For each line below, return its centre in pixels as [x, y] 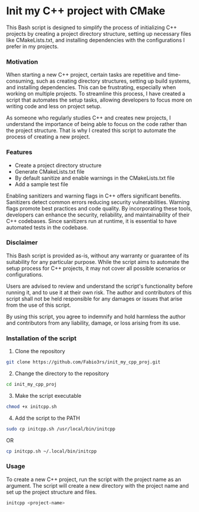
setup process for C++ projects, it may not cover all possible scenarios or [96, 268]
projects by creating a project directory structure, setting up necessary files [99, 33]
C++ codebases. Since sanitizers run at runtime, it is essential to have [91, 221]
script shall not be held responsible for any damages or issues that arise [94, 299]
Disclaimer [22, 243]
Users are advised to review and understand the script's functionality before [99, 286]
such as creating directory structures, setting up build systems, [113, 81]
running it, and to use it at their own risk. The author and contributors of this [99, 292]
